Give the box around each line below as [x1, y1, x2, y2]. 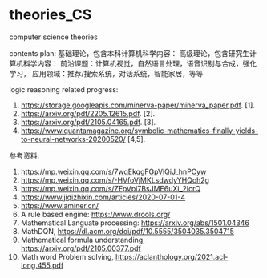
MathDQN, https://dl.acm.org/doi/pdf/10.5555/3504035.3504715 [20, 226, 235, 236]
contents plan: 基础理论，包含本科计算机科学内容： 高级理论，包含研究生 [9, 48, 250, 58]
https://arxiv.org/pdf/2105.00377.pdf [20, 243, 141, 253]
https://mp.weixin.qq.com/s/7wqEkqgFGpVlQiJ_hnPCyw [20, 167, 207, 176]
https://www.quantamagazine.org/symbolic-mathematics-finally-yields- [20, 126, 259, 135]
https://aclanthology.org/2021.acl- [115, 252, 229, 261]
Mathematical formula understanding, [20, 235, 145, 244]
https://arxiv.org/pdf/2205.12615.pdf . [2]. [20, 108, 156, 118]
